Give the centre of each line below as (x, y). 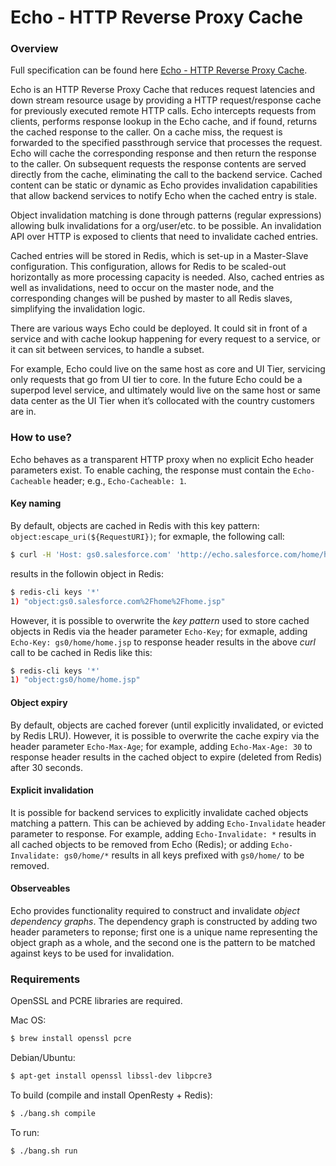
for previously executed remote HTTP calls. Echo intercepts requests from (163, 111)
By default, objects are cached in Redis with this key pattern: (135, 525)
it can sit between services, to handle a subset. (107, 350)
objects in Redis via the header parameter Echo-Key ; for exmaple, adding (159, 631)
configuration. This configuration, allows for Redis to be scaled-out (148, 267)
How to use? (41, 438)
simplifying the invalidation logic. (78, 309)
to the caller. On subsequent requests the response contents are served (158, 164)
